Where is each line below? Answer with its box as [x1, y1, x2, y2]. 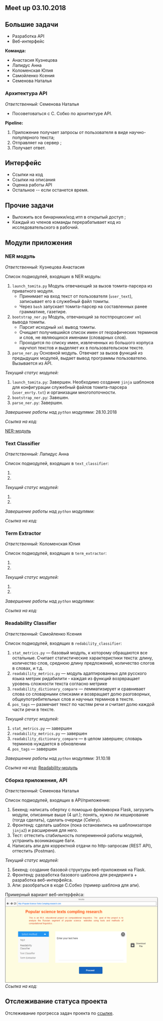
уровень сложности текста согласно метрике [12, 681, 108, 686]
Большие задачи [5, 20, 59, 29]
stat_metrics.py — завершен [12, 725, 72, 731]
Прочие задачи [5, 201, 54, 209]
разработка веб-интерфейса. [12, 877, 73, 883]
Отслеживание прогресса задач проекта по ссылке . [5, 1010, 114, 1016]
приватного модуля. [12, 288, 54, 294]
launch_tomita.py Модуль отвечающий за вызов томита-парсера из [12, 283, 152, 288]
